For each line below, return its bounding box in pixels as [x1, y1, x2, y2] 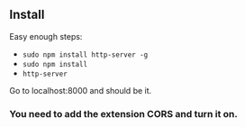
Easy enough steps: [9, 31, 83, 41]
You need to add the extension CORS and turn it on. [9, 107, 239, 120]
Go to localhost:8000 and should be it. [9, 85, 152, 95]
